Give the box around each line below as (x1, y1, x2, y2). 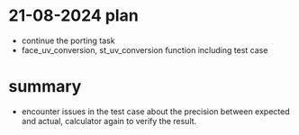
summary (8, 76, 82, 97)
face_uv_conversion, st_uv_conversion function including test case (21, 44, 268, 55)
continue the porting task (21, 35, 115, 46)
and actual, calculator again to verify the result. (21, 115, 197, 126)
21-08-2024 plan (8, 5, 139, 26)
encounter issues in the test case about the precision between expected (21, 105, 290, 117)
